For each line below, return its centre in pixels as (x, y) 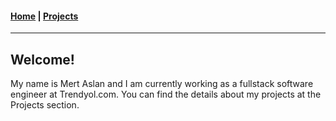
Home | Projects (44, 16)
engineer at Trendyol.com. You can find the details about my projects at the (166, 94)
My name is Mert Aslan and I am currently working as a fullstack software (162, 84)
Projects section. (45, 105)
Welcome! (42, 59)
